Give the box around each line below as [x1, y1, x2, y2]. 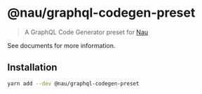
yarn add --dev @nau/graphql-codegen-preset [7, 80, 140, 87]
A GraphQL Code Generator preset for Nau [24, 28, 149, 36]
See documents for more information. [7, 41, 116, 49]
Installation [7, 61, 58, 74]
